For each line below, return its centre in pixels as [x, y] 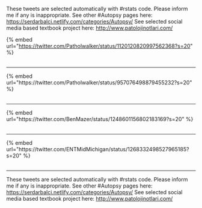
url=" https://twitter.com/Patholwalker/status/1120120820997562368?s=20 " [100, 46]
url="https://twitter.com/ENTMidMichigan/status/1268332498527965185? [98, 149]
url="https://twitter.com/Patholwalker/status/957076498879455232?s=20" [99, 83]
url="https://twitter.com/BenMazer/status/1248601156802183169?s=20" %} [100, 119]
